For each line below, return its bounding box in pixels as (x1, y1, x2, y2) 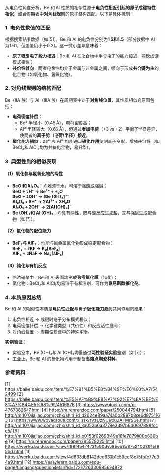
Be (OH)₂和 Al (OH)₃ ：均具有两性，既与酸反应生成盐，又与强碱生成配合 (12, 210, 157, 216)
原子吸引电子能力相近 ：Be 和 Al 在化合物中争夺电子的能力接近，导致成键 (12, 53, 159, 59)
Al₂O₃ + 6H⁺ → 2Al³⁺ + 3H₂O (12, 198, 70, 204)
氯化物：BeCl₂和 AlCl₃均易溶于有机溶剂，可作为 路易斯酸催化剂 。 (12, 280, 143, 286)
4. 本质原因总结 (5, 294, 42, 301)
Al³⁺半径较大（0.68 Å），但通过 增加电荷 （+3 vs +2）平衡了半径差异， (19, 126, 160, 132)
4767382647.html (5, 407, 41, 413)
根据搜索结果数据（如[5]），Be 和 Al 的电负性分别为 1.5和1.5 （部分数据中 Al (5, 36, 155, 42)
